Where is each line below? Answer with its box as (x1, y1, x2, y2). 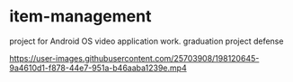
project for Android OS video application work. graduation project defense (9, 36, 284, 46)
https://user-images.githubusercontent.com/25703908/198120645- (9, 53, 260, 63)
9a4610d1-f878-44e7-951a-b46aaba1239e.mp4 (9, 62, 187, 73)
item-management (9, 6, 152, 27)
